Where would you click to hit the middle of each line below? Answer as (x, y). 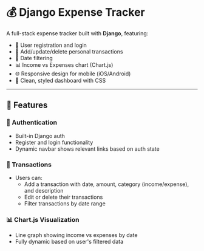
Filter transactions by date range (65, 203)
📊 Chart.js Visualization (43, 219)
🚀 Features (27, 105)
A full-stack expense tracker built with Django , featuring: (77, 33)
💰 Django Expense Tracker (76, 12)
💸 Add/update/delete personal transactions (69, 51)
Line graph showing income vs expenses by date (76, 235)
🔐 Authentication (32, 123)
